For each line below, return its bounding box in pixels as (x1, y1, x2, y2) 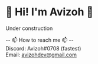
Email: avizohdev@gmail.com (5, 51, 77, 58)
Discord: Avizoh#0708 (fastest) (5, 45, 81, 52)
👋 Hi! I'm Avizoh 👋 (5, 5, 94, 19)
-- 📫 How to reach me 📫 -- (5, 36, 74, 43)
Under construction (5, 25, 53, 32)
